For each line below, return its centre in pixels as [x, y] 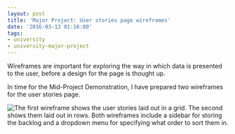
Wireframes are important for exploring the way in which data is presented [115, 66]
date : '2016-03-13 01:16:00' [50, 27]
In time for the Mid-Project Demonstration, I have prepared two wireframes [115, 87]
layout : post [26, 14]
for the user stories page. [44, 94]
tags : [15, 33]
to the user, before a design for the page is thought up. [87, 73]
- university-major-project [48, 46]
